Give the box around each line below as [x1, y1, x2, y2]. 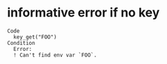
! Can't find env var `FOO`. [13, 52, 97, 58]
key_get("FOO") [13, 33, 57, 41]
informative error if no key [7, 5, 160, 21]
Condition [7, 39, 36, 46]
